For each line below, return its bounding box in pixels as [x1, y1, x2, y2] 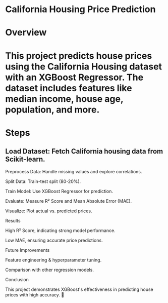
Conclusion [5, 276, 29, 282]
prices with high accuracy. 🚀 [5, 291, 65, 297]
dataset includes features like [5, 82, 132, 94]
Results [5, 217, 21, 223]
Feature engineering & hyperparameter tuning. [5, 257, 102, 263]
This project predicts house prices [5, 50, 152, 61]
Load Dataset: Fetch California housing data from [5, 147, 163, 156]
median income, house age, [5, 93, 124, 104]
